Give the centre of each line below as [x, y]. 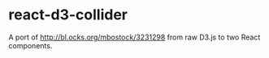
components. [30, 45]
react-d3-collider [68, 15]
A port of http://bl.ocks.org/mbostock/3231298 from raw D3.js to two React [134, 37]
